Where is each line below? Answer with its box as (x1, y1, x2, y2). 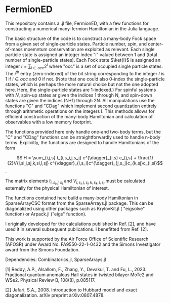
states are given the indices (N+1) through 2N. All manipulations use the (5, 98, 155, 104)
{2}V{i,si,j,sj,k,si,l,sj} (7, 160, 49, 166)
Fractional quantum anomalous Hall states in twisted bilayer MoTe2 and (5, 272, 154, 278)
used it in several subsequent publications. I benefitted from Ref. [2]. (5, 226, 148, 232)
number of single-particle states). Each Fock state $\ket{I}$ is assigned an (5, 57, 161, 63)
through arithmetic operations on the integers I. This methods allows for (5, 108, 155, 114)
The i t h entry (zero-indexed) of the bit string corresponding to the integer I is (5, 70, 165, 77)
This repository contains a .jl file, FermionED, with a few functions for (5, 20, 149, 26)
